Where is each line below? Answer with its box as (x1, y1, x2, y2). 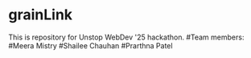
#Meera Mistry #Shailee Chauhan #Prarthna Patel (8, 40, 173, 50)
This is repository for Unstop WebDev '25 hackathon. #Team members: (8, 32, 245, 42)
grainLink (8, 6, 73, 24)
